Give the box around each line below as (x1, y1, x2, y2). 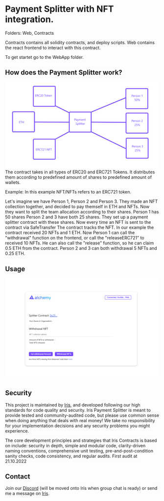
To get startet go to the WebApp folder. (5, 54, 84, 60)
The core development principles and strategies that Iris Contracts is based (5, 437, 157, 443)
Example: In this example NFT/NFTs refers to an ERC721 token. (5, 189, 131, 195)
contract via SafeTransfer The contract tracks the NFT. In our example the (5, 224, 154, 231)
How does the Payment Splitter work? (5, 69, 122, 77)
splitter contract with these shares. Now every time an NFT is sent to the (5, 219, 151, 225)
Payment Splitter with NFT (5, 3, 114, 15)
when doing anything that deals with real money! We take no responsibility (5, 417, 155, 423)
